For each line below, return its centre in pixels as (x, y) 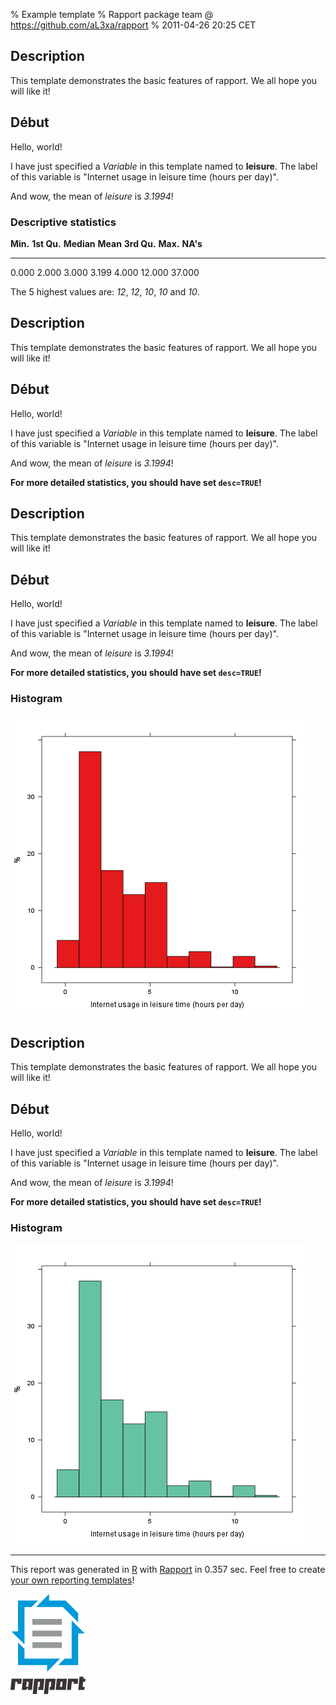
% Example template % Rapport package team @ (112, 14)
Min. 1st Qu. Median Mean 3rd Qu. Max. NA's (106, 243)
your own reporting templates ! (72, 1580)
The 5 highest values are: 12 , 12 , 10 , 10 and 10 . (105, 291)
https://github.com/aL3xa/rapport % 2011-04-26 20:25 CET (133, 25)
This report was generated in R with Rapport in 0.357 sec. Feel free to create (168, 1570)
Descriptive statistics (63, 222)
